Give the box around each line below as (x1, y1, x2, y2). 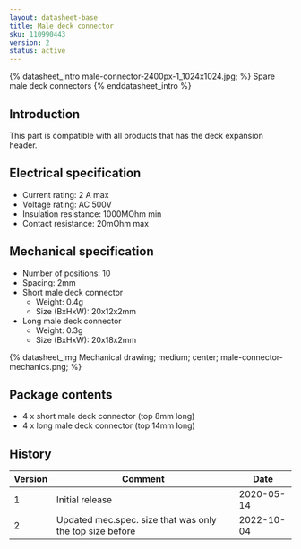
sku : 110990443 (9, 30, 66, 39)
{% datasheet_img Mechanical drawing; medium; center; (9, 351, 219, 363)
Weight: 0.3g (35, 324, 83, 336)
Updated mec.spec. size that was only (56, 514, 217, 527)
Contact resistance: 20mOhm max (21, 218, 150, 228)
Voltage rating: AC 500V (21, 199, 112, 210)
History (9, 446, 52, 461)
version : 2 (9, 38, 50, 47)
